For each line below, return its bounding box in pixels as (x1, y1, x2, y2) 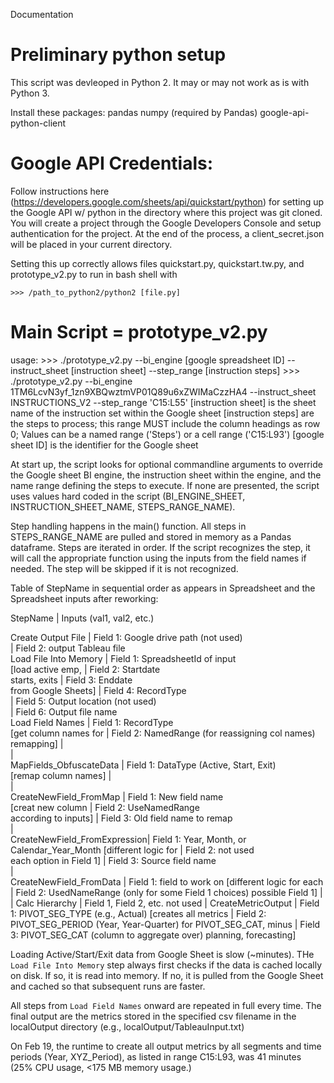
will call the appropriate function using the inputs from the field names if (10, 552, 307, 564)
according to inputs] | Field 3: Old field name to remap (10, 812, 233, 824)
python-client (10, 117, 67, 129)
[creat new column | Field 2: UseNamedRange (10, 801, 200, 813)
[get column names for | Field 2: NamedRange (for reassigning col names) (10, 727, 316, 739)
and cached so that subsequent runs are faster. (10, 980, 206, 992)
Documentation (10, 9, 74, 20)
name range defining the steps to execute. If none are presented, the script (10, 479, 320, 491)
